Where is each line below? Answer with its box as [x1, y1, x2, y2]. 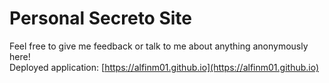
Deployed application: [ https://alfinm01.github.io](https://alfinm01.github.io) [9, 61, 320, 73]
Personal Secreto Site [9, 7, 193, 30]
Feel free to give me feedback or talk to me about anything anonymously [9, 40, 309, 52]
